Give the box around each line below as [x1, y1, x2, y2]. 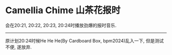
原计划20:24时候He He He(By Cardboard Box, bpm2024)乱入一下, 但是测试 [5, 37, 164, 43]
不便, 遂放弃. [5, 44, 32, 50]
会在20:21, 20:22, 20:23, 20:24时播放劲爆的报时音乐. [5, 22, 117, 28]
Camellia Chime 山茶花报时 [5, 5, 121, 16]
